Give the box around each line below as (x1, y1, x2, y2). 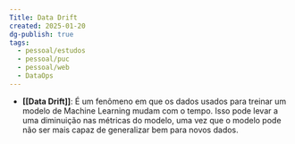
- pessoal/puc (17, 55, 70, 64)
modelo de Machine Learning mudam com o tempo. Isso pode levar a (21, 105, 279, 116)
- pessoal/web (17, 64, 70, 72)
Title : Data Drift (9, 13, 78, 22)
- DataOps (17, 72, 54, 80)
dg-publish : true (9, 30, 74, 38)
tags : (9, 38, 29, 47)
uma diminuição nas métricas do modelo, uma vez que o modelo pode (21, 114, 282, 125)
